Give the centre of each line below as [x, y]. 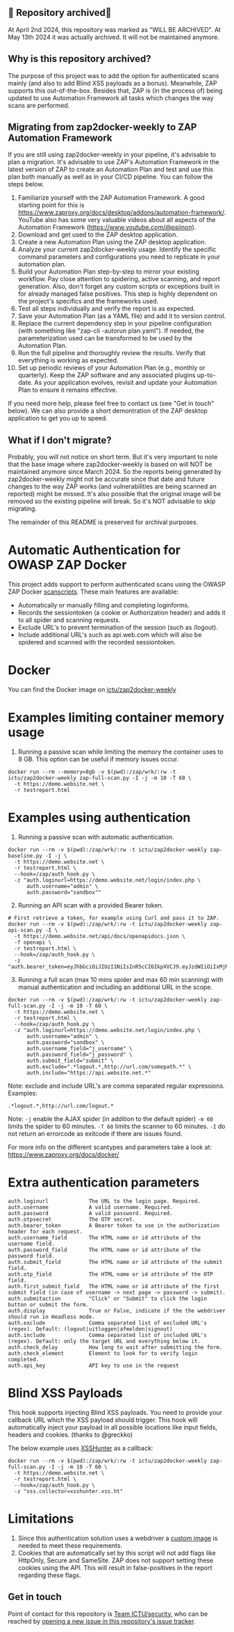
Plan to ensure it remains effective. [67, 390]
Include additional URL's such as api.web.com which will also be [110, 635]
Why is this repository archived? [80, 59]
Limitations [41, 1519]
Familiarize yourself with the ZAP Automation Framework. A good [111, 198]
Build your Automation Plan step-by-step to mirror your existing [109, 271]
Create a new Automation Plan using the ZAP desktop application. [112, 242]
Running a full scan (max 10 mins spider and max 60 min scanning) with [120, 980]
